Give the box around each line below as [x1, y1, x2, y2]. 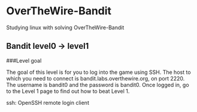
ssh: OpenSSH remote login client [6, 99, 90, 106]
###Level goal [6, 57, 42, 64]
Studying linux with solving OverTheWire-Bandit [6, 24, 125, 31]
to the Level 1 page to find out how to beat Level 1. [6, 88, 130, 95]
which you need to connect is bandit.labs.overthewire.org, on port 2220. [6, 74, 185, 82]
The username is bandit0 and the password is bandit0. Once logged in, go [6, 81, 190, 88]
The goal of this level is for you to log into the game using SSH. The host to [6, 69, 191, 76]
